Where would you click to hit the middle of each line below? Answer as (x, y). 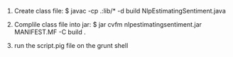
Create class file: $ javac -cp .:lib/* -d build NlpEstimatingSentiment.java (120, 11)
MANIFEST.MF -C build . (50, 32)
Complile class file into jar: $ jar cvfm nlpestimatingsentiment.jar (108, 24)
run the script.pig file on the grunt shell (71, 45)
